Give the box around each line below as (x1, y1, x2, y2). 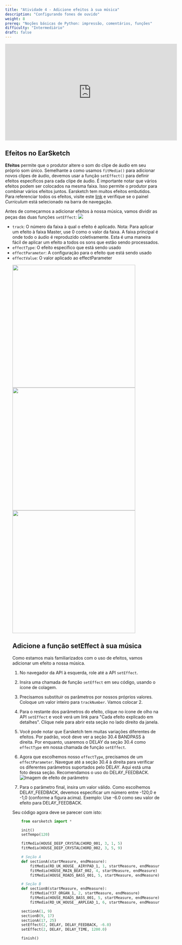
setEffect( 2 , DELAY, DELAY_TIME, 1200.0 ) (21, 927, 107, 932)
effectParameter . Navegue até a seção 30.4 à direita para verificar (19, 759, 154, 765)
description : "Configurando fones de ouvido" (5, 12, 100, 17)
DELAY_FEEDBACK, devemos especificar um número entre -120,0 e (19, 789, 156, 795)
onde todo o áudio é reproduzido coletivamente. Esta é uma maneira (12, 234, 151, 240)
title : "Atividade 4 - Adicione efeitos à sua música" (5, 7, 120, 12)
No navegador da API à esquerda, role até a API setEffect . (19, 669, 138, 675)
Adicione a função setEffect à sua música (12, 642, 142, 650)
